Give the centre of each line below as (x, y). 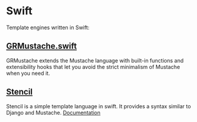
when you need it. (28, 73)
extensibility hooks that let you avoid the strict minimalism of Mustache (93, 67)
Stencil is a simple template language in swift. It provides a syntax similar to (99, 106)
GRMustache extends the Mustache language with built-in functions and (95, 60)
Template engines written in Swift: (48, 27)
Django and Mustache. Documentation (54, 112)
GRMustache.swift (42, 46)
